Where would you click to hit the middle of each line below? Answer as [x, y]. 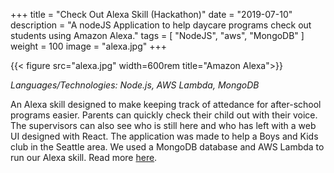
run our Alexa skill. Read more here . [84, 157]
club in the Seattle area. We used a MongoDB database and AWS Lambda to [167, 147]
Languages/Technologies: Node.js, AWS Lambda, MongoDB [135, 85]
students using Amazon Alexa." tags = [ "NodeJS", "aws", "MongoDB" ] [157, 35]
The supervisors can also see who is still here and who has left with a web [163, 125]
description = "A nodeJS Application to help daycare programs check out [161, 25]
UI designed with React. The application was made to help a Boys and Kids [164, 136]
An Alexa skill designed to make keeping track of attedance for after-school [166, 104]
